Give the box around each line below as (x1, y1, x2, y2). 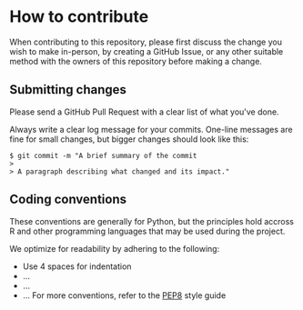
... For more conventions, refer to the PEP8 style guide (22, 289, 227, 301)
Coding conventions (9, 192, 127, 207)
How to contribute (9, 6, 149, 27)
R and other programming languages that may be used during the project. (9, 225, 286, 236)
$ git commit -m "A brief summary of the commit (9, 151, 197, 160)
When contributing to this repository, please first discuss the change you (9, 36, 282, 47)
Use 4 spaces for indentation (22, 261, 132, 272)
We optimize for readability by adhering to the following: (9, 243, 220, 254)
